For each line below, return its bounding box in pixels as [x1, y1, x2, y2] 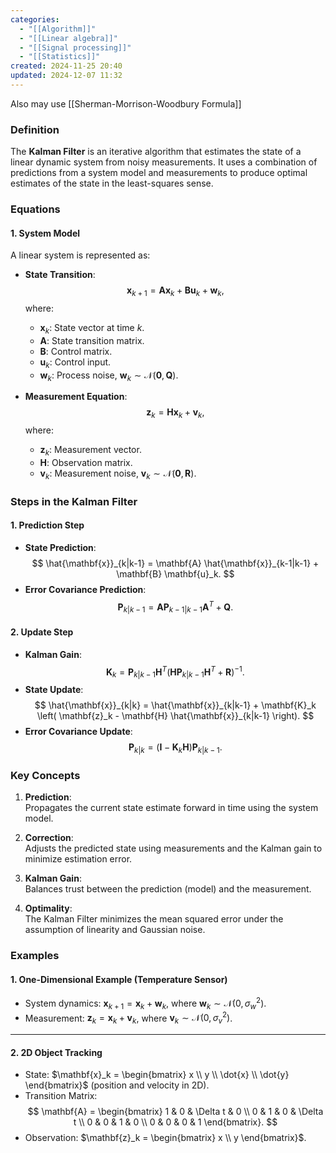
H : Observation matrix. [39, 457, 133, 469]
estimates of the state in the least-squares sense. [10, 177, 214, 190]
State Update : [24, 684, 84, 696]
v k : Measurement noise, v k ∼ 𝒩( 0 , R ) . [39, 467, 197, 481]
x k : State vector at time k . [39, 322, 145, 336]
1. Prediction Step [10, 519, 85, 531]
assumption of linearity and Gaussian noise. [24, 924, 206, 936]
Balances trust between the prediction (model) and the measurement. [24, 883, 312, 895]
